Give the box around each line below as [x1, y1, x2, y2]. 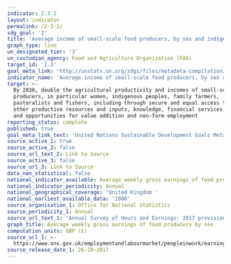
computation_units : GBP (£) [7, 228, 88, 234]
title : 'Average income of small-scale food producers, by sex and [7, 36, 205, 43]
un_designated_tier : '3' [7, 49, 78, 56]
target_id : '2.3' [7, 61, 57, 68]
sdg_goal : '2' [7, 29, 48, 36]
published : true [7, 125, 54, 132]
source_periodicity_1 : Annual [7, 208, 94, 215]
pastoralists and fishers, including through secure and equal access [13, 100, 220, 107]
